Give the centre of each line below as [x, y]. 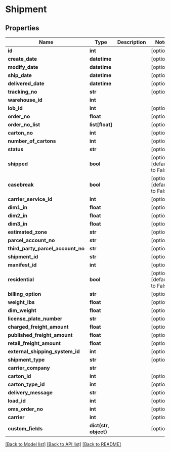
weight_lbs [21, 302]
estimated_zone [27, 232]
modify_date [23, 67]
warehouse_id [25, 100]
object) [98, 432]
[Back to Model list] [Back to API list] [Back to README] [63, 444]
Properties [22, 28]
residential [21, 279]
